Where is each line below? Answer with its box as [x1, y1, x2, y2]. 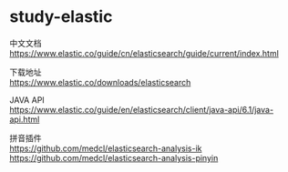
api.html [9, 114, 40, 125]
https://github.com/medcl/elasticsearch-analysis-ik [9, 143, 202, 154]
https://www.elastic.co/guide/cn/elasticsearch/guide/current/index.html [9, 47, 280, 58]
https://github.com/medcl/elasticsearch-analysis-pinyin [9, 152, 219, 163]
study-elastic [9, 6, 113, 27]
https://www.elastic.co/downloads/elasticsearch [9, 76, 191, 87]
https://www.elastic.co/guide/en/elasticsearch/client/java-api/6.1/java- [9, 104, 274, 115]
